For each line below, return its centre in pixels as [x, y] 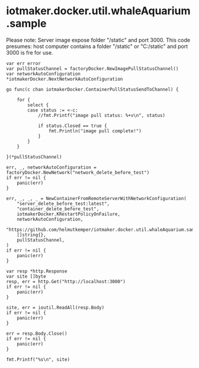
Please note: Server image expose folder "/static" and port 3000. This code [98, 40]
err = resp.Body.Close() [37, 334]
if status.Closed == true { [73, 126]
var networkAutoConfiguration [44, 74]
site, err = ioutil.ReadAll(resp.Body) [55, 307]
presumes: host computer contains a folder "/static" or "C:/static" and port [97, 46]
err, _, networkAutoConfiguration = [51, 167]
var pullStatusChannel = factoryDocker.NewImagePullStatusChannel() [92, 69]
